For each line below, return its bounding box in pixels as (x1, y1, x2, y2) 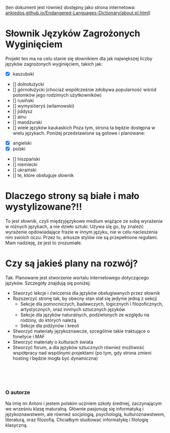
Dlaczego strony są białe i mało (5, 190, 139, 202)
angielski (12, 140, 32, 146)
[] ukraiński (12, 167, 37, 173)
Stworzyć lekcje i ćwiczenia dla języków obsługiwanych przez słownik (12, 290, 160, 296)
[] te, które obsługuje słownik (12, 172, 74, 179)
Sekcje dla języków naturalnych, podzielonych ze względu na (20, 312, 150, 318)
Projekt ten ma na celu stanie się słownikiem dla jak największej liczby (5, 55, 153, 61)
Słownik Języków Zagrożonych (5, 28, 140, 39)
